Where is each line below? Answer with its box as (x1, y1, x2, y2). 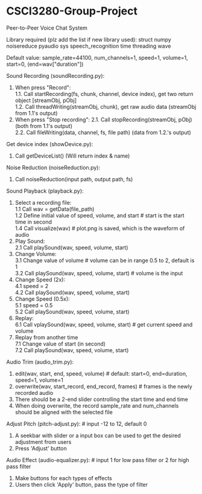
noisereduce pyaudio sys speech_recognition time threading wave (6, 42, 171, 50)
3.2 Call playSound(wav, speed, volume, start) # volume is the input (14, 269, 183, 277)
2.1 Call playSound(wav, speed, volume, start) (14, 243, 128, 251)
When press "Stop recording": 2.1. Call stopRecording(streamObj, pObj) (14, 116, 192, 123)
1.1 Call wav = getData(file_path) (14, 205, 95, 213)
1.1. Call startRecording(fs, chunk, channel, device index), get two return (14, 90, 194, 97)
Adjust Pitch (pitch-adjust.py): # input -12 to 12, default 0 (6, 420, 147, 427)
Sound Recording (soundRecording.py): (6, 72, 105, 79)
